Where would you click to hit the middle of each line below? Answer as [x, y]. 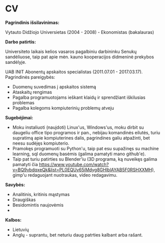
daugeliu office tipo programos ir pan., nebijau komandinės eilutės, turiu [86, 132]
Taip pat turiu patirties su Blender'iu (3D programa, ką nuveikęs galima [85, 159]
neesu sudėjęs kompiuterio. [41, 143]
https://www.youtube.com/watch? [74, 164]
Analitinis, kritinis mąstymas [41, 194]
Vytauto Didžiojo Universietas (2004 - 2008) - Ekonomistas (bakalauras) [80, 32]
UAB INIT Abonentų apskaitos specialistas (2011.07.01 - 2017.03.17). [74, 72]
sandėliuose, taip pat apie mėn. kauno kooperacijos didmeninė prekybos [80, 57]
